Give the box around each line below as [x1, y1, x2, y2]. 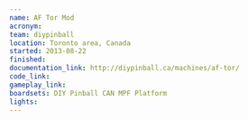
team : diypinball [9, 30, 75, 39]
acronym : [9, 22, 42, 31]
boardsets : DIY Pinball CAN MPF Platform [9, 88, 168, 97]
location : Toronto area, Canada [9, 38, 131, 48]
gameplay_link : [9, 80, 67, 89]
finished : [9, 55, 47, 64]
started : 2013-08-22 [9, 47, 87, 56]
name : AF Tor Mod [9, 13, 75, 23]
